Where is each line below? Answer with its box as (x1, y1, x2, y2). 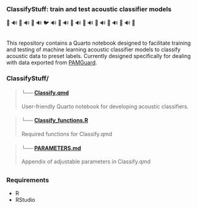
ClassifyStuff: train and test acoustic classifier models (6, 5, 172, 13)
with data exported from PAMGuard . (6, 59, 97, 66)
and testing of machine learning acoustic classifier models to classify (6, 45, 181, 53)
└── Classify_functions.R (21, 117, 89, 124)
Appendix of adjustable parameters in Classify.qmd (21, 158, 151, 165)
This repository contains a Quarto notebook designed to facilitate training (6, 39, 191, 46)
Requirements (6, 176, 50, 184)
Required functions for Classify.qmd (21, 130, 113, 138)
